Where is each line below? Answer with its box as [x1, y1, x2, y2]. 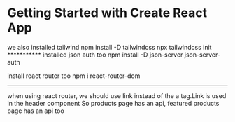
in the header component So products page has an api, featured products [7, 99, 220, 107]
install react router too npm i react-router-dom [7, 72, 141, 80]
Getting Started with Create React [7, 5, 208, 21]
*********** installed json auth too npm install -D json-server [7, 50, 183, 59]
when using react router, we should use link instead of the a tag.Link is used [7, 91, 227, 100]
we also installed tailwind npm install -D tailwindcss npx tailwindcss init [7, 43, 212, 51]
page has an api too [7, 107, 64, 115]
